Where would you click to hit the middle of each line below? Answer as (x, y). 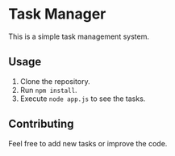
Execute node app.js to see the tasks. (83, 99)
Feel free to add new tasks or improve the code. (88, 143)
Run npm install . (49, 90)
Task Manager (57, 14)
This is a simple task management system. (79, 36)
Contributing (41, 124)
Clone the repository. (55, 81)
